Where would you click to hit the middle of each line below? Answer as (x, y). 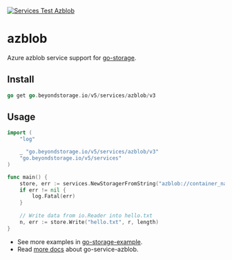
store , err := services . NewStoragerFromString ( (89, 183)
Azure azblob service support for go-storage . (72, 57)
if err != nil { (43, 190)
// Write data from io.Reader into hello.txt (86, 216)
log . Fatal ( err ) (54, 196)
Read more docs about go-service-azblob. (78, 249)
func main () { (28, 177)
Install (21, 80)
